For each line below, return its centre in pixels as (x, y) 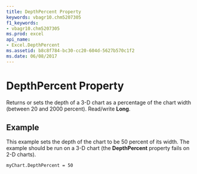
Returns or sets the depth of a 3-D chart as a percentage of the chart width (98, 102)
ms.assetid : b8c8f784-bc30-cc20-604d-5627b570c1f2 (70, 51)
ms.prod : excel (25, 34)
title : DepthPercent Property (44, 12)
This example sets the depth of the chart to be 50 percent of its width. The (98, 142)
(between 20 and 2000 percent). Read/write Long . (68, 109)
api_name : (19, 39)
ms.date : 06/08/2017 (32, 56)
